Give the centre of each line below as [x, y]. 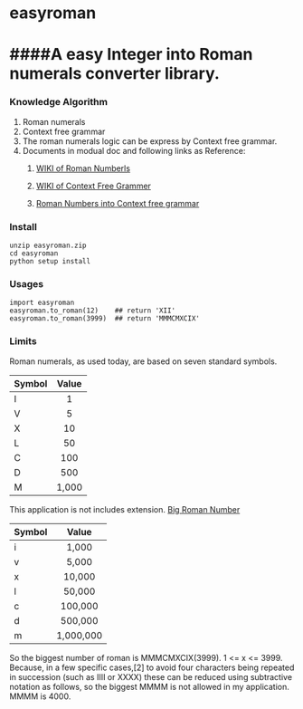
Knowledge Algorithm [59, 102]
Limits [24, 341]
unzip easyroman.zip [48, 245]
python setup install [50, 261]
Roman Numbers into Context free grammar [118, 203]
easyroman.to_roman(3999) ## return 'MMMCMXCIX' [105, 319]
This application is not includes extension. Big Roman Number [125, 509]
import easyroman [42, 303]
